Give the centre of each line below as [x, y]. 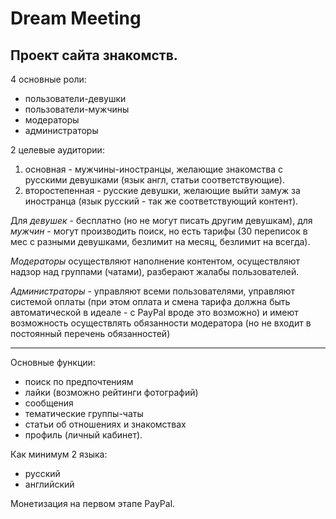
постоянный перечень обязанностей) [90, 333]
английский [49, 484]
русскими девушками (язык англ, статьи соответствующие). [154, 180]
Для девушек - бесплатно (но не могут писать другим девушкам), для [161, 220]
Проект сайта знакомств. [94, 55]
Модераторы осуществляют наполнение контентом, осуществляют [155, 261]
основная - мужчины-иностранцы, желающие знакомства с [154, 169]
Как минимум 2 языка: [59, 454]
